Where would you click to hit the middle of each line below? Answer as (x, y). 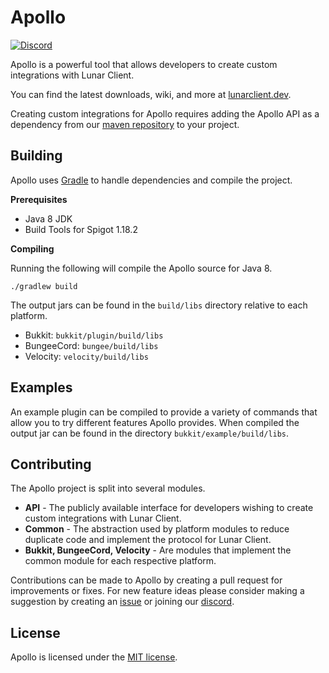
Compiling (32, 248)
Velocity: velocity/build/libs (86, 356)
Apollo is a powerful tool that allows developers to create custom (144, 64)
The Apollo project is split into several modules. (108, 488)
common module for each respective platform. (120, 561)
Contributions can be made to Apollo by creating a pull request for (146, 580)
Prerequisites (39, 199)
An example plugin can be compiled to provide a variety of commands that (164, 412)
